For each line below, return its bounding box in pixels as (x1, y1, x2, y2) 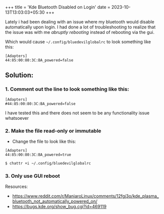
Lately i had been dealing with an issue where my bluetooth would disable (5, 19, 155, 25)
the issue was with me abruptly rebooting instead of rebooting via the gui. (5, 29, 155, 35)
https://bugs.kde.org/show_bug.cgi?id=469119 (12, 204, 107, 210)
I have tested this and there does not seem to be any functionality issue (5, 110, 150, 116)
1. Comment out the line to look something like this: (5, 86, 129, 93)
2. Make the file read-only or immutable (5, 127, 102, 134)
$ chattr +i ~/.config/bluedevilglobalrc (5, 160, 91, 166)
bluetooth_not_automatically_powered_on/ (12, 198, 98, 204)
